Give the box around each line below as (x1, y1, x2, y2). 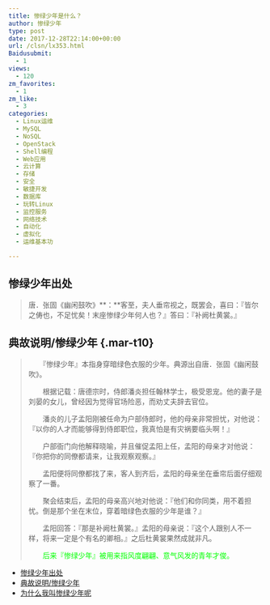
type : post (8, 27, 45, 35)
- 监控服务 (15, 207, 48, 215)
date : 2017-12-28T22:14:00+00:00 (8, 34, 121, 43)
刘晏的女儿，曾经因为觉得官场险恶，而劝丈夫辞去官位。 (27, 396, 213, 406)
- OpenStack (15, 139, 57, 148)
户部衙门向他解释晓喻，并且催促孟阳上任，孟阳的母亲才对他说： (42, 441, 255, 450)
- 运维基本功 (15, 238, 54, 246)
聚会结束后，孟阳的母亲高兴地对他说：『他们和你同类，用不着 (42, 496, 245, 505)
